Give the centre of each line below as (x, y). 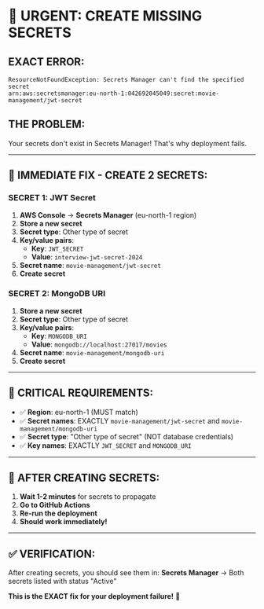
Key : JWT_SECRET (57, 248)
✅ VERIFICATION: (52, 554)
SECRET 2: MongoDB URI (57, 294)
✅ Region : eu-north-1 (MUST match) (79, 412)
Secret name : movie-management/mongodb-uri (92, 352)
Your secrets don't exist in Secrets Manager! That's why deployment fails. (128, 143)
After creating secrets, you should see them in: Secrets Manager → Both (126, 573)
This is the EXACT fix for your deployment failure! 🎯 (94, 596)
